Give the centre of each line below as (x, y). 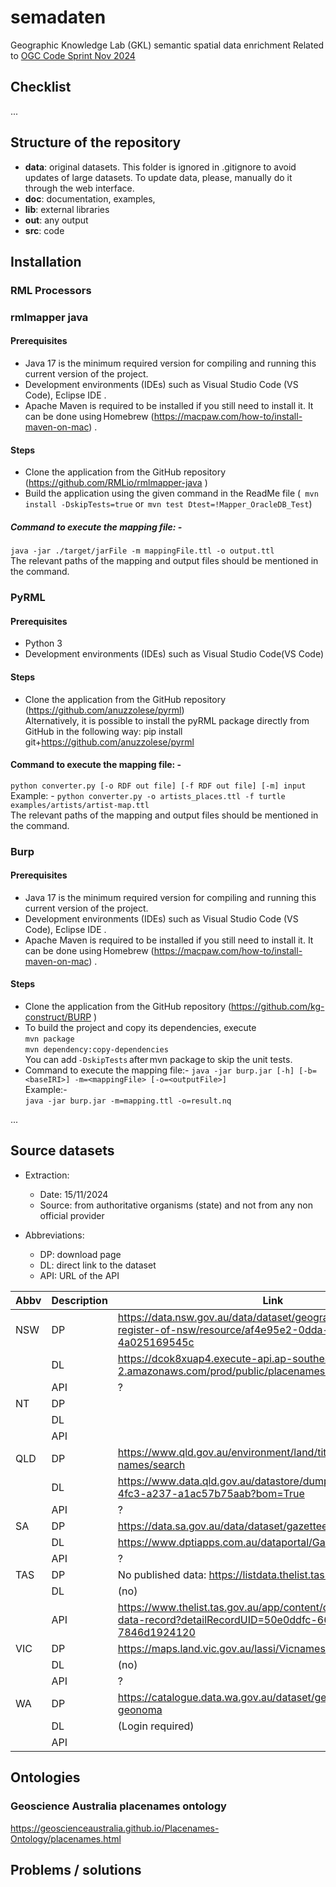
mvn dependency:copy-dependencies (96, 1050)
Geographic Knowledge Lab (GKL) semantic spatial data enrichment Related (167, 45)
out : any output (56, 220)
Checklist (41, 87)
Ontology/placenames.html (66, 1838)
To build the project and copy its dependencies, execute (140, 1028)
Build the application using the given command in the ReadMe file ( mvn (171, 493)
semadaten (58, 17)
